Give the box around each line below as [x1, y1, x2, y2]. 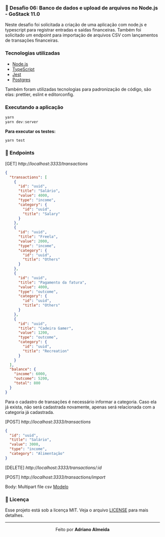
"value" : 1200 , [18, 330, 50, 335]
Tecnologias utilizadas [5, 50, 60, 57]
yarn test [5, 138, 26, 143]
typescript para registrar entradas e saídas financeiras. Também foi [5, 27, 141, 33]
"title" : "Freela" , [18, 234, 58, 239]
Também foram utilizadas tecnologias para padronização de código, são [5, 86, 151, 92]
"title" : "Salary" [23, 211, 60, 216]
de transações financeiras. [5, 37, 59, 43]
